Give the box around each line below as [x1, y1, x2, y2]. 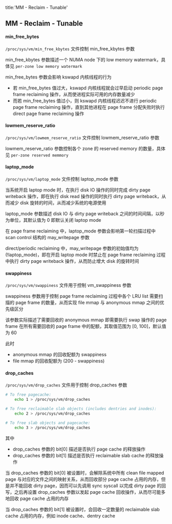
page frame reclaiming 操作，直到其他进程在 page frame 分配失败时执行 [12, 104, 165, 110]
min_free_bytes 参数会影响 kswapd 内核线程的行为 [5, 74, 112, 80]
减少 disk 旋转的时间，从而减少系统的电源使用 [9, 200, 106, 206]
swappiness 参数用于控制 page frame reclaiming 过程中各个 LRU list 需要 [5, 293, 159, 299]
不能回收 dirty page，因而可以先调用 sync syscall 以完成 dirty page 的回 [14, 482, 166, 489]
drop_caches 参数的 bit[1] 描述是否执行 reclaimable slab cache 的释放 [12, 452, 160, 458]
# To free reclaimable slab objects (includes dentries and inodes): [5, 406, 157, 412]
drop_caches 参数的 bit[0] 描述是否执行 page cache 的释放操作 [12, 446, 146, 452]
